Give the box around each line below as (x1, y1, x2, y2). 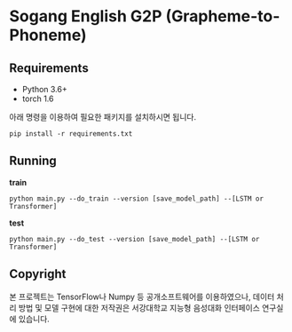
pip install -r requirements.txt (9, 130, 133, 138)
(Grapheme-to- (165, 6, 280, 27)
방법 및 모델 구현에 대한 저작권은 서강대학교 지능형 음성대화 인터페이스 (18, 302, 260, 312)
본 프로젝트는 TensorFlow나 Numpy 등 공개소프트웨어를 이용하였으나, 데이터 (9, 291, 275, 302)
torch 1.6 (21, 93, 54, 104)
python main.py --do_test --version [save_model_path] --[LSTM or (9, 234, 260, 243)
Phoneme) (9, 25, 87, 45)
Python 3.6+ (21, 84, 68, 94)
